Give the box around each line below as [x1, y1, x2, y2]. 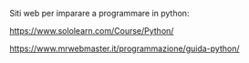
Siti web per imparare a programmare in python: [9, 8, 190, 18]
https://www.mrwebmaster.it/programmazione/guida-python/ [9, 43, 240, 54]
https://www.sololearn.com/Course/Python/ [9, 26, 174, 36]
